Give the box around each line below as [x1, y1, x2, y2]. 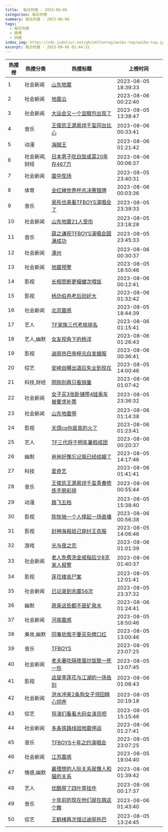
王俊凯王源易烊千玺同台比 [51, 122, 112, 129]
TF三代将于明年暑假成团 [51, 439, 108, 446]
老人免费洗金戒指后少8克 [51, 554, 110, 561]
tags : [5, 21, 16, 27]
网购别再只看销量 [51, 379, 92, 386]
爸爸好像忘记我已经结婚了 [51, 453, 112, 460]
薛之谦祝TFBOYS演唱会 [51, 230, 106, 237]
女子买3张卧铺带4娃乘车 [51, 391, 108, 398]
